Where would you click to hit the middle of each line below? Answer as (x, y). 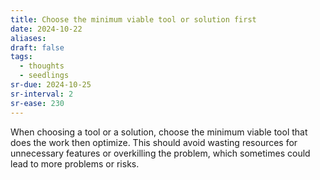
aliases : (28, 38)
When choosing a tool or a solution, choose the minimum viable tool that (159, 132)
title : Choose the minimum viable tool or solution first (133, 19)
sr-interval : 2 (42, 94)
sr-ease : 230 (37, 103)
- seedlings (44, 76)
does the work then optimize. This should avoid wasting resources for (154, 142)
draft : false (37, 47)
